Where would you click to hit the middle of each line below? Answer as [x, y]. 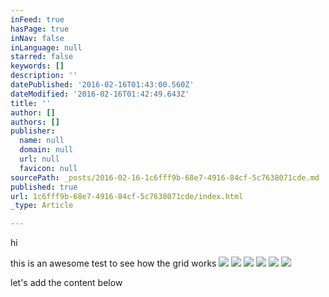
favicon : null [48, 168]
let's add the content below [66, 283]
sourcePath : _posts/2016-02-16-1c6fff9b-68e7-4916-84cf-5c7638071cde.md [165, 177]
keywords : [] [37, 66]
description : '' [44, 76]
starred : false [42, 57]
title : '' [31, 103]
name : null [42, 141]
